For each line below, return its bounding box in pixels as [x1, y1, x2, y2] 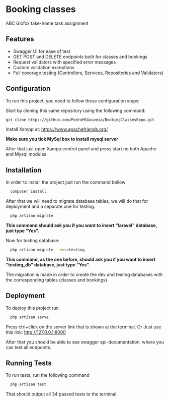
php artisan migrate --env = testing [10, 247, 85, 252]
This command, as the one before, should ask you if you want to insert [6, 256, 155, 262]
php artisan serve [10, 314, 49, 320]
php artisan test [10, 382, 47, 387]
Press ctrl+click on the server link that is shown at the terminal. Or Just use [6, 324, 161, 330]
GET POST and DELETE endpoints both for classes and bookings [13, 53, 148, 60]
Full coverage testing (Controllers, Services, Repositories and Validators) [13, 70, 164, 76]
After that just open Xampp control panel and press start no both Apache [6, 146, 156, 152]
